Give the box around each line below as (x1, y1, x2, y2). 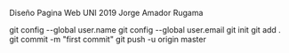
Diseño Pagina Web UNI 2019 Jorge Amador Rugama (9, 8, 204, 18)
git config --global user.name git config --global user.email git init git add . (9, 25, 282, 34)
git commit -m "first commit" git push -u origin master (9, 34, 206, 44)
